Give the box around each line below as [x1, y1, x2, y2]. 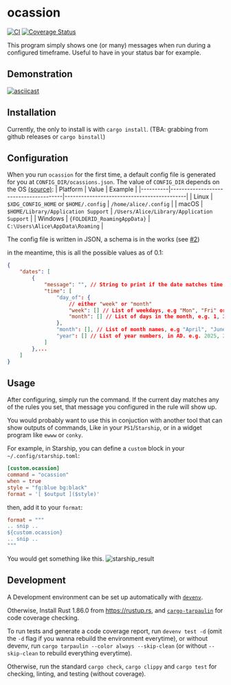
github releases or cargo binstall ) [7, 132, 106, 141]
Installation [7, 107, 56, 119]
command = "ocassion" [7, 471, 69, 479]
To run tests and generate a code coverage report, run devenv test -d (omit [7, 626, 222, 635]
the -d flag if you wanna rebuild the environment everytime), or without [7, 634, 208, 642]
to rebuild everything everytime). [39, 648, 133, 657]
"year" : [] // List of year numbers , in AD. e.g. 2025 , [56, 332, 220, 339]
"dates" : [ [19, 268, 51, 275]
